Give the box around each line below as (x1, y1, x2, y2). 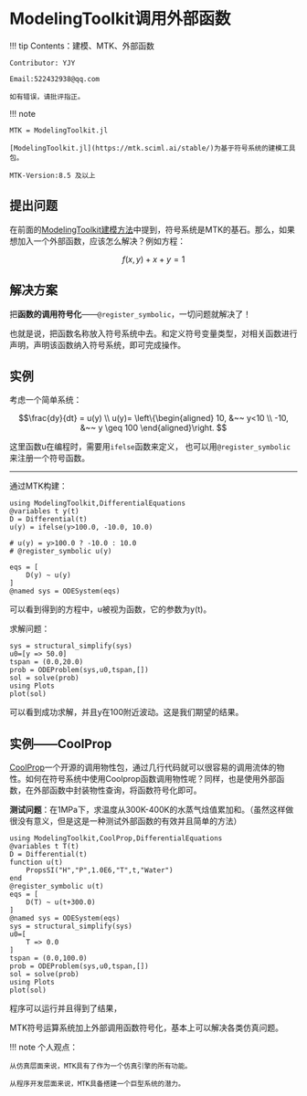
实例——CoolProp (9, 736, 112, 752)
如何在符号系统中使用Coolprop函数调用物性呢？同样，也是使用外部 (25, 774, 277, 785)
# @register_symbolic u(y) (9, 547, 112, 556)
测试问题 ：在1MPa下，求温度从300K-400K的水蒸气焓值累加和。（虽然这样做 (9, 805, 294, 816)
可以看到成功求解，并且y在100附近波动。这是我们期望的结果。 (9, 707, 244, 718)
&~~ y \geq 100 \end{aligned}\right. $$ (79, 422, 228, 434)
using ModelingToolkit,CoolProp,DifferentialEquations (9, 834, 223, 843)
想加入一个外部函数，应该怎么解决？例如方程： (9, 235, 185, 247)
